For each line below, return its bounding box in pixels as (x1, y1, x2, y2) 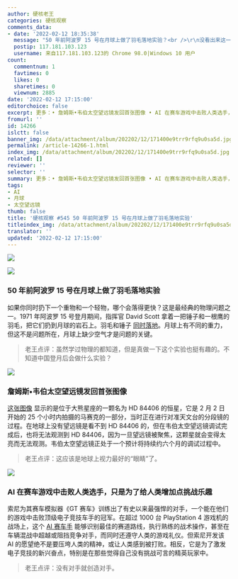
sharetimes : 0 (13, 83, 55, 90)
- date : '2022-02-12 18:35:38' (7, 30, 100, 38)
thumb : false (7, 208, 46, 215)
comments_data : (7, 23, 52, 30)
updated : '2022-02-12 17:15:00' (7, 235, 103, 242)
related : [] (7, 155, 42, 163)
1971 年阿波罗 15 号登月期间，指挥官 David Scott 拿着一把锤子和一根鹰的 (19, 312, 230, 320)
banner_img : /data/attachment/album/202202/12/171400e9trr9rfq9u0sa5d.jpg (7, 135, 233, 142)
